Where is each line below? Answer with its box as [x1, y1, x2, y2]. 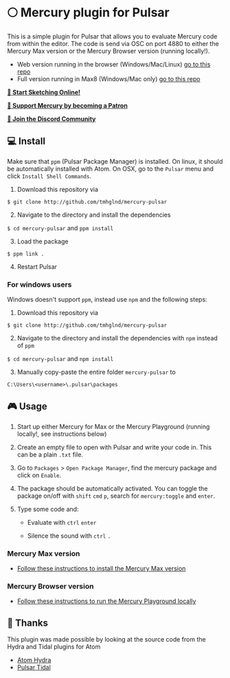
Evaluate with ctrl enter [27, 518, 97, 526]
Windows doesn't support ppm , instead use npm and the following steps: [7, 296, 207, 304]
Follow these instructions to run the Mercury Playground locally [16, 597, 196, 605]
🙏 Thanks [7, 617, 49, 628]
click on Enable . [16, 471, 62, 479]
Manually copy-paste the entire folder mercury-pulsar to [16, 368, 176, 376]
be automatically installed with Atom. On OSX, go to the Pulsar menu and [7, 164, 214, 173]
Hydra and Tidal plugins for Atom [7, 643, 101, 651]
